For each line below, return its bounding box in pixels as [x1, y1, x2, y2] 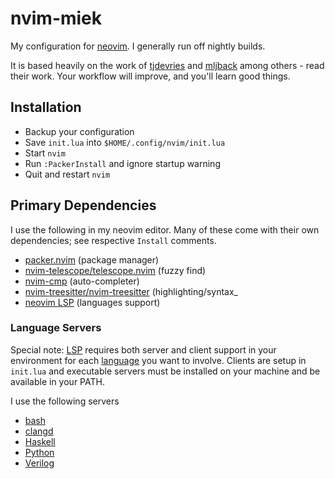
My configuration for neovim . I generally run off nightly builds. [10, 40, 266, 52]
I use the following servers [10, 395, 120, 407]
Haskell [24, 435, 56, 447]
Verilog [24, 457, 55, 469]
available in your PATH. [10, 375, 105, 387]
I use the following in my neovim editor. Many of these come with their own [10, 223, 320, 236]
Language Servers [10, 321, 102, 335]
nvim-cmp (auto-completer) [24, 275, 140, 287]
